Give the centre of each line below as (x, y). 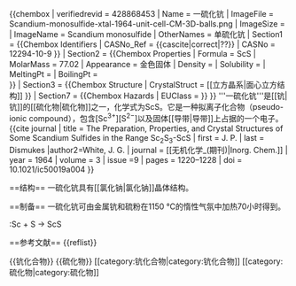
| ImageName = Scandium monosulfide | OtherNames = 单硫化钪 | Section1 (146, 34)
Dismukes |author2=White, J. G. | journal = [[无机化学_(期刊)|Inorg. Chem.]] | (148, 151)
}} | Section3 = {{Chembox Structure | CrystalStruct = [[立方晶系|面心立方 (143, 85)
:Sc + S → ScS (35, 224)
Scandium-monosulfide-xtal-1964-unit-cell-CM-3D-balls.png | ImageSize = (147, 24)
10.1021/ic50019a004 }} (52, 170)
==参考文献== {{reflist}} (53, 243)
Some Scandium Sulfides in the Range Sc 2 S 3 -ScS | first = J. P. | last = (137, 139)
